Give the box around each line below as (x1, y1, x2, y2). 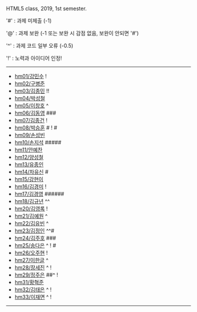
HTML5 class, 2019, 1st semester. (6, 5, 87, 12)
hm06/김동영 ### (14, 109, 57, 117)
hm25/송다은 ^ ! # (14, 242, 57, 249)
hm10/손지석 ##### (14, 139, 62, 146)
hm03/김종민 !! (14, 88, 50, 94)
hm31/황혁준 (14, 279, 44, 286)
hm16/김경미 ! (14, 183, 47, 190)
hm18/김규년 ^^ (14, 198, 50, 205)
